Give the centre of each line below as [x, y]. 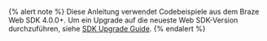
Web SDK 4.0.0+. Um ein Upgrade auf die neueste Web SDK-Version [123, 20]
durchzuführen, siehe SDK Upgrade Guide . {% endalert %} [107, 29]
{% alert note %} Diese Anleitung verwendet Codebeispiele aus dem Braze [134, 12]
